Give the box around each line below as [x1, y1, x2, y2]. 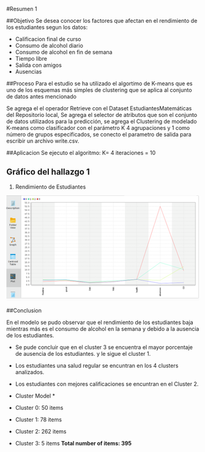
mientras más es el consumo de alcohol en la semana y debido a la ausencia [6, 325, 199, 333]
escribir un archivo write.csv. [6, 137, 80, 145]
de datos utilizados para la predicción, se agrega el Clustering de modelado [6, 118, 197, 125]
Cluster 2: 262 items [15, 428, 67, 435]
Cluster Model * [15, 392, 56, 400]
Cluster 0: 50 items [15, 404, 64, 412]
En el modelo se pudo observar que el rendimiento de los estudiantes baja [6, 318, 194, 326]
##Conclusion [6, 307, 42, 314]
